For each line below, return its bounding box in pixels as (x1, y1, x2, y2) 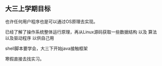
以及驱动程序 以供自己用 (5, 35, 54, 41)
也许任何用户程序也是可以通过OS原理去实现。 (5, 19, 98, 24)
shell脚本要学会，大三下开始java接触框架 (5, 45, 88, 51)
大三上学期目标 (5, 4, 51, 13)
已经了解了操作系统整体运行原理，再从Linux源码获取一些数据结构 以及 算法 (5, 29, 157, 35)
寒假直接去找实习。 (5, 56, 44, 62)
